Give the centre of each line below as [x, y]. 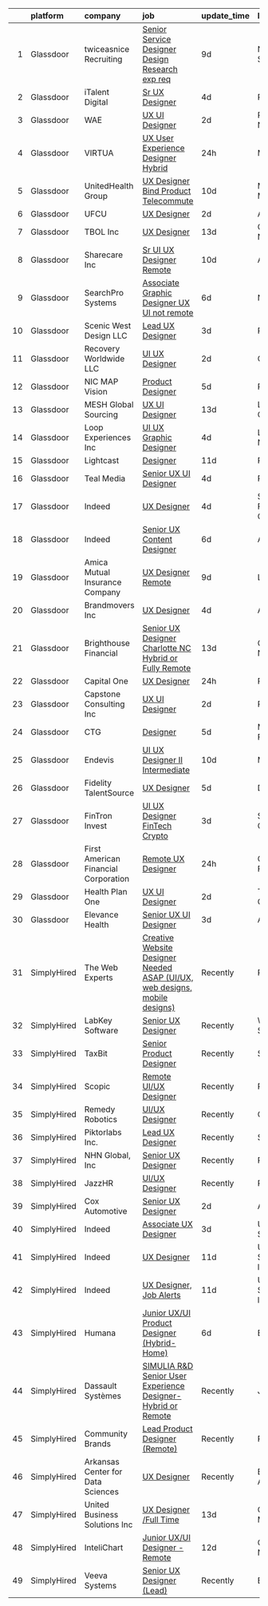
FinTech [157, 826]
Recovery [102, 349]
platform [47, 16]
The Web [101, 968]
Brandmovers [109, 605]
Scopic [97, 1087]
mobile [155, 997]
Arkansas [102, 1462]
